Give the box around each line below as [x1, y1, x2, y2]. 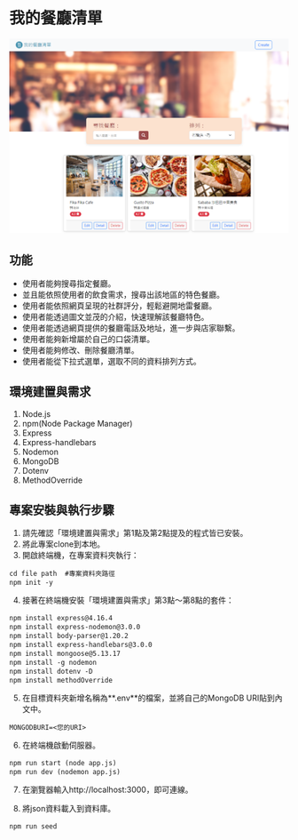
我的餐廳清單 [9, 8, 104, 28]
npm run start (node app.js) [9, 759, 117, 768]
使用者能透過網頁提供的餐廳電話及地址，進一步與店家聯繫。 [21, 322, 240, 333]
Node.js [21, 408, 51, 419]
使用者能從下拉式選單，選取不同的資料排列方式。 [21, 356, 201, 366]
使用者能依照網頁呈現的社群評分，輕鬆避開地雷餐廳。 [21, 300, 217, 311]
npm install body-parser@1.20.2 [9, 632, 129, 641]
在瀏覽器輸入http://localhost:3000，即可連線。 [21, 784, 193, 796]
